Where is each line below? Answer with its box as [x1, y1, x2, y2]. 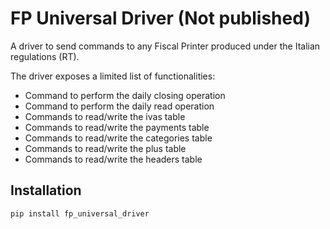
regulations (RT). [10, 50, 80, 62]
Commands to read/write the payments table [24, 121, 210, 133]
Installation [10, 182, 82, 199]
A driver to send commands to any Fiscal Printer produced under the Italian [10, 40, 321, 52]
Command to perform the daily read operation [24, 100, 215, 112]
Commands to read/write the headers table [24, 153, 203, 165]
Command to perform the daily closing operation [24, 89, 226, 101]
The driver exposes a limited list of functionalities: [10, 70, 216, 82]
